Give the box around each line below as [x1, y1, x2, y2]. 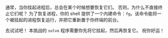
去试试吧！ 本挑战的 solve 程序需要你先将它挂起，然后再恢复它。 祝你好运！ [5, 27, 164, 33]
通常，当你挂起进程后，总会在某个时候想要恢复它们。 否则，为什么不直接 [5, 4, 158, 10]
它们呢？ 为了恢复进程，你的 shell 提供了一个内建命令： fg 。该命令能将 [9, 10, 157, 16]
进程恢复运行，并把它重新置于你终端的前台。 [27, 17, 121, 22]
